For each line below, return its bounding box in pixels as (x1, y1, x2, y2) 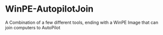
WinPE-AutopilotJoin (5, 3, 94, 15)
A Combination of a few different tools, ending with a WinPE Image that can (5, 19, 159, 25)
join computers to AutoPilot (5, 24, 61, 30)
